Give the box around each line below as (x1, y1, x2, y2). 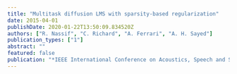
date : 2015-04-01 (7, 17, 59, 24)
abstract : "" (7, 43, 46, 50)
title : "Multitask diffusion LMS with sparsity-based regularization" (7, 10, 219, 18)
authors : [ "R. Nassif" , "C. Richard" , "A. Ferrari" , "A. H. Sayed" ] (7, 30, 213, 37)
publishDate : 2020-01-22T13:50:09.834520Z (7, 23, 134, 30)
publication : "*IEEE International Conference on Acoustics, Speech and (7, 56, 226, 63)
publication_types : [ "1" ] (7, 37, 83, 44)
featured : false (7, 50, 55, 57)
